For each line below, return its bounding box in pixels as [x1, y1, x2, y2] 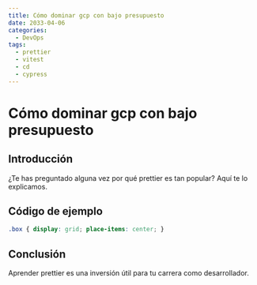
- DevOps [15, 33, 44, 42]
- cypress [15, 70, 47, 78]
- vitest [15, 56, 44, 64]
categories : [8, 26, 47, 34]
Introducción [8, 152, 74, 166]
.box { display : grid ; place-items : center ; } [8, 226, 164, 234]
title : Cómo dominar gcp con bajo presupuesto [8, 11, 164, 20]
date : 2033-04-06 [8, 19, 66, 27]
